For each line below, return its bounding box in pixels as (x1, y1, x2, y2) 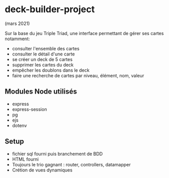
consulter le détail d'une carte (12, 51, 75, 57)
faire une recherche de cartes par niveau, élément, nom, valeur (12, 72, 145, 78)
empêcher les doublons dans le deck (12, 67, 90, 73)
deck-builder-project (5, 4, 95, 15)
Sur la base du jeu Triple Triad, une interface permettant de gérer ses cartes (5, 30, 164, 36)
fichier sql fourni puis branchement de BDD (12, 151, 103, 157)
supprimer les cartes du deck (12, 62, 74, 68)
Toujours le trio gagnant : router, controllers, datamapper (12, 161, 131, 167)
